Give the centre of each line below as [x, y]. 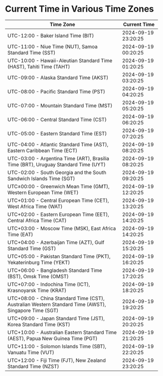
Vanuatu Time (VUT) [31, 352]
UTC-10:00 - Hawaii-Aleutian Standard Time [60, 60]
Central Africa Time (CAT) [37, 220]
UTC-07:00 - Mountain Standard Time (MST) [60, 106]
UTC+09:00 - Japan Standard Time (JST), [56, 318]
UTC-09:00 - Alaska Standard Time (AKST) [58, 77]
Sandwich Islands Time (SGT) [41, 179]
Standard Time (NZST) [33, 366]
